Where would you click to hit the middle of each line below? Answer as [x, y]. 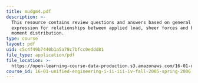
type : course [22, 39]
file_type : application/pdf [41, 55]
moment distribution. [38, 33]
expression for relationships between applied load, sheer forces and [100, 28]
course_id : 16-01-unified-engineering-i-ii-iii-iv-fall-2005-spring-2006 [99, 71]
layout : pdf [21, 44]
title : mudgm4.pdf [29, 11]
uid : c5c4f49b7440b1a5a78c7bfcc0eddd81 [55, 50]
